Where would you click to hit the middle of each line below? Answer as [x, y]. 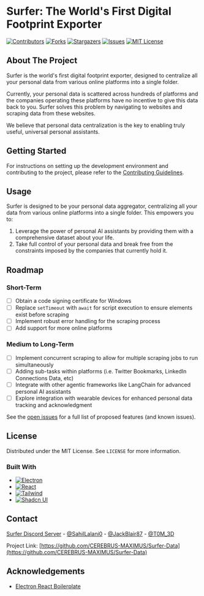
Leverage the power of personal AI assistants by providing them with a [104, 231]
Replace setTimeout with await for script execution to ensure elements [104, 308]
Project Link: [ [24, 545]
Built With [21, 467]
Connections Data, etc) [44, 378]
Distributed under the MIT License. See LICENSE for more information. [93, 451]
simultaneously [34, 365]
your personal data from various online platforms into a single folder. [93, 82]
